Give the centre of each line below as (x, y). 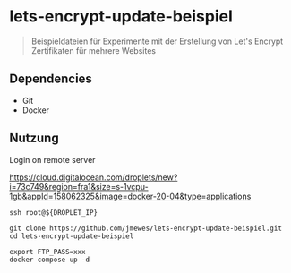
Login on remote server (52, 159)
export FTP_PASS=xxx (48, 252)
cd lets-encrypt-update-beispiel (72, 236)
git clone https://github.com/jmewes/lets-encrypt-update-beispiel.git (145, 228)
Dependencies (51, 79)
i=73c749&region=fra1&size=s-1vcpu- (79, 186)
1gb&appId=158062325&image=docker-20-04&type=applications (130, 196)
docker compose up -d (50, 260)
